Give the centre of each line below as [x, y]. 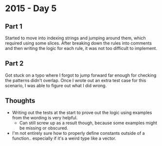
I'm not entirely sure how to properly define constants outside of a [78, 133]
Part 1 [14, 26]
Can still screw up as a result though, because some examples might [88, 123]
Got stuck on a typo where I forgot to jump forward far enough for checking [81, 75]
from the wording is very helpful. [45, 117]
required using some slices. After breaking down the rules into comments [79, 43]
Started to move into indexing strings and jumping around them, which [75, 38]
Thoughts [20, 101]
